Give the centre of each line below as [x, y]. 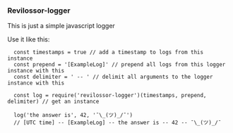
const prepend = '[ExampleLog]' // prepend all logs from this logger [120, 65]
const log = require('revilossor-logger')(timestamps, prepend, [110, 96]
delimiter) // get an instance [53, 102]
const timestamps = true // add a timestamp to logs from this [108, 52]
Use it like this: [29, 39]
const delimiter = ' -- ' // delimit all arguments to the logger [113, 77]
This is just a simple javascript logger [61, 26]
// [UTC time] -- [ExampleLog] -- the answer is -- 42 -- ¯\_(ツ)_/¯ [118, 123]
